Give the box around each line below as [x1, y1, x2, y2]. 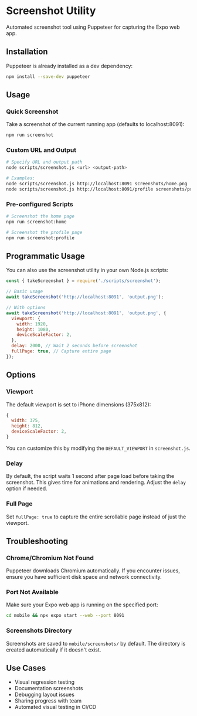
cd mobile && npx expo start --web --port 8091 [6, 613, 125, 619]
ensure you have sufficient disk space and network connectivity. [6, 574, 162, 581]
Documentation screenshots [14, 685, 83, 692]
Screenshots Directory [6, 626, 72, 634]
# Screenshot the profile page [6, 229, 83, 235]
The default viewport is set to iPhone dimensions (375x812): [6, 401, 151, 408]
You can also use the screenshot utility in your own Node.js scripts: [6, 267, 169, 274]
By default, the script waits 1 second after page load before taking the [6, 473, 175, 480]
